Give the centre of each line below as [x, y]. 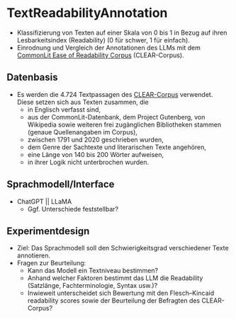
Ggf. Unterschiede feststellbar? [73, 209]
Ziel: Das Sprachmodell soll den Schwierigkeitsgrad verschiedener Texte [123, 248]
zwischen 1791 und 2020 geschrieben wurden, [95, 139]
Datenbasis [32, 77]
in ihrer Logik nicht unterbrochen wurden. [88, 162]
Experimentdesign [48, 231]
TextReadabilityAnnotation [87, 13]
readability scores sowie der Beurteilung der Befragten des [114, 301]
